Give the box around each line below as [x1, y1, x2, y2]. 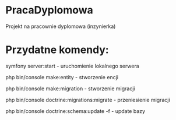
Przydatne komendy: [5, 43, 109, 57]
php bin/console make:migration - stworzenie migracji [5, 85, 135, 92]
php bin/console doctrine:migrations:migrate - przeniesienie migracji [5, 96, 170, 103]
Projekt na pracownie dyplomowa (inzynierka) [5, 23, 116, 30]
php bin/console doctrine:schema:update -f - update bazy [5, 107, 146, 114]
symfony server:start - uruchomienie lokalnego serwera [5, 62, 139, 69]
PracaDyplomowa [5, 3, 94, 17]
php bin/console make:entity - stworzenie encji [5, 73, 119, 80]
